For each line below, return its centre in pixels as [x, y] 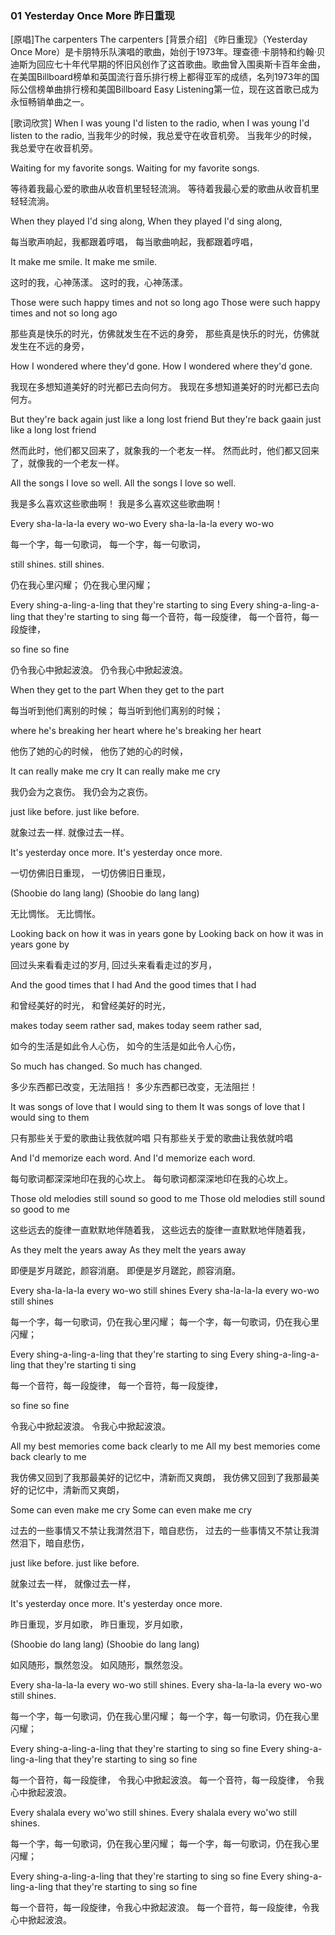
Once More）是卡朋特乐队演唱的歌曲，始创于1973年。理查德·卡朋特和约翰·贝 [168, 52]
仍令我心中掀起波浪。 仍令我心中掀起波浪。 [99, 670]
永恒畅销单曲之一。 [50, 102]
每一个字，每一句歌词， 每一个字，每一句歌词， [108, 544]
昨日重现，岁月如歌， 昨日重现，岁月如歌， [99, 1624]
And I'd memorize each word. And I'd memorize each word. [133, 1158]
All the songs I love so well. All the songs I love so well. [123, 483]
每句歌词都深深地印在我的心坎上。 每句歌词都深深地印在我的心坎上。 [151, 1179]
